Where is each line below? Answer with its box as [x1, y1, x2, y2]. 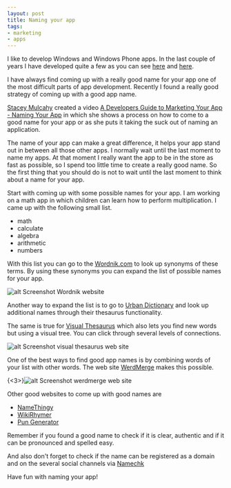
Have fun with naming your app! [7, 473, 99, 481]
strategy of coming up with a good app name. [7, 90, 137, 99]
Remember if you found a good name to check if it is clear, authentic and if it [7, 431, 225, 440]
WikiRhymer [17, 411, 52, 419]
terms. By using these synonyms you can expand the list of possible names [7, 267, 222, 275]
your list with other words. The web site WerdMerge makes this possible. [7, 363, 214, 371]
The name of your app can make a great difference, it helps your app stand [7, 139, 221, 147]
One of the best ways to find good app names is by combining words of [7, 356, 211, 364]
